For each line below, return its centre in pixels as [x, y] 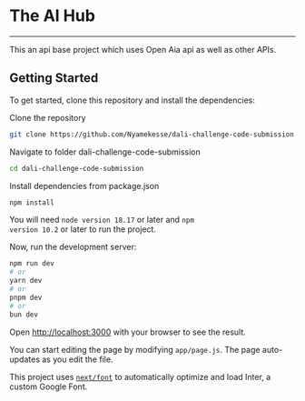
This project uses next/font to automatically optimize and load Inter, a [140, 376]
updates [25, 359]
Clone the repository [48, 117]
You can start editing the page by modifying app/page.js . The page [135, 349]
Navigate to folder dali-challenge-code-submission [105, 152]
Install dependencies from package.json [84, 185]
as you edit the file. [78, 359]
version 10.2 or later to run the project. [83, 229]
